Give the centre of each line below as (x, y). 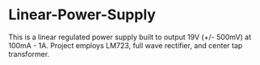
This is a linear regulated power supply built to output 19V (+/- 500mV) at (130, 37)
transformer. (29, 54)
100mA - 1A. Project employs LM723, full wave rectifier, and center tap (126, 45)
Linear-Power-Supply (82, 15)
